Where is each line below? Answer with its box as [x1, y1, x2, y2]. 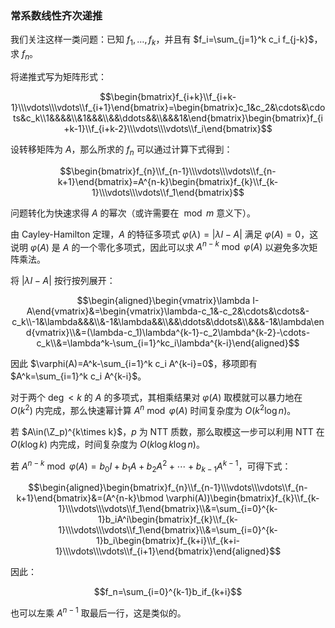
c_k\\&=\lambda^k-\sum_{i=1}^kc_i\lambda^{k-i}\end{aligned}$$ [36, 337, 300, 349]
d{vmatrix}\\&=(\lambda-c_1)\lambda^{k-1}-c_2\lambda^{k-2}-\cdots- [25, 327, 311, 339]
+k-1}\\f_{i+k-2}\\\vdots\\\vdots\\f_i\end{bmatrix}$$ [63, 122, 273, 134]
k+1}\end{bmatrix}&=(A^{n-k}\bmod [16, 492, 164, 504]
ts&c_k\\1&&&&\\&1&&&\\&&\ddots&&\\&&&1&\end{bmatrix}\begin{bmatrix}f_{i [12, 112, 324, 124]
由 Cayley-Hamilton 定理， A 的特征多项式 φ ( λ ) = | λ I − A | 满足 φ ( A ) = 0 [10, 228, 302, 240]
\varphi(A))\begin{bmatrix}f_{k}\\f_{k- [165, 492, 320, 504]
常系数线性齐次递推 [10, 8, 103, 22]
